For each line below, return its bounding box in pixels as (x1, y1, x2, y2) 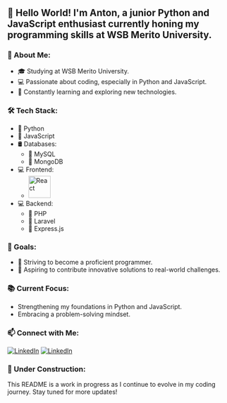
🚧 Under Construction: (7, 364, 86, 374)
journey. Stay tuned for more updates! (7, 387, 118, 396)
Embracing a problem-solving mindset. (17, 310, 130, 318)
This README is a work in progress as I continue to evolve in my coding (7, 380, 216, 389)
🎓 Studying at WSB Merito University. (17, 66, 129, 75)
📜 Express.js (27, 224, 65, 233)
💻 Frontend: (17, 165, 54, 174)
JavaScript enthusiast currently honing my (7, 18, 200, 30)
